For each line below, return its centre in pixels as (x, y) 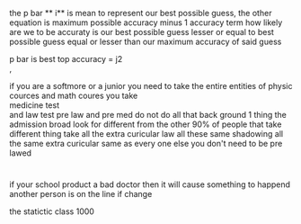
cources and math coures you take (74, 95)
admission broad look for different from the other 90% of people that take (146, 124)
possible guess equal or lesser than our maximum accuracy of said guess (146, 41)
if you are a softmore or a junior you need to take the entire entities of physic (151, 86)
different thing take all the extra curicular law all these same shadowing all (146, 134)
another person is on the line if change (81, 194)
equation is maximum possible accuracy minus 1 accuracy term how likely (146, 22)
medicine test (35, 105)
